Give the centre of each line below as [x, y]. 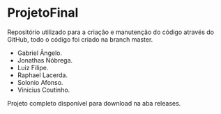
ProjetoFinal [43, 13]
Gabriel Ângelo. [40, 53]
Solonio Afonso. [40, 82]
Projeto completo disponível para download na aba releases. [94, 103]
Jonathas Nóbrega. [45, 60]
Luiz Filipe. [33, 67]
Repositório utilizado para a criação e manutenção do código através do [111, 32]
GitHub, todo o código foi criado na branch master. [80, 39]
